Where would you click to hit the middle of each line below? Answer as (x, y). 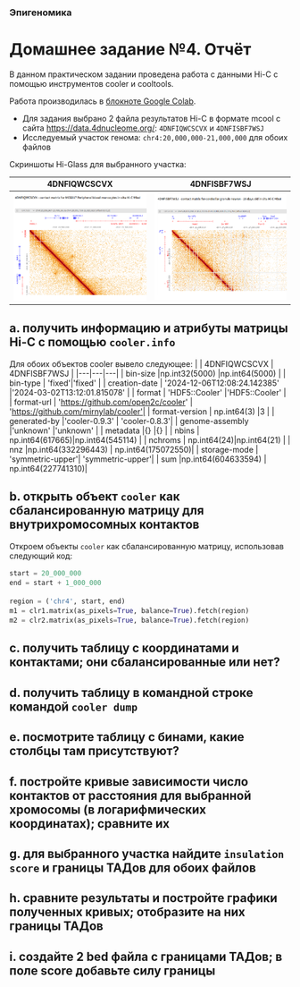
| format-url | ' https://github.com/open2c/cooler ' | (101, 402)
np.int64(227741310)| (48, 468)
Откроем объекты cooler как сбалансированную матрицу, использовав (146, 546)
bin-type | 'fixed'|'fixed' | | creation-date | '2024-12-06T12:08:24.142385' (144, 383)
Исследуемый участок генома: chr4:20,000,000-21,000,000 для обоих (155, 137)
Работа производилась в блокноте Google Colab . (103, 101)
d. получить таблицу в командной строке (131, 692)
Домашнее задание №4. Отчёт (130, 50)
